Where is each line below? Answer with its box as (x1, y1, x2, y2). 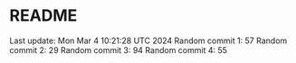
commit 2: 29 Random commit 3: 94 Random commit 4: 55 (9, 44, 228, 55)
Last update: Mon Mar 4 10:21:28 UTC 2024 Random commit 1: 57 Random (9, 35, 288, 46)
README (9, 5, 78, 26)
